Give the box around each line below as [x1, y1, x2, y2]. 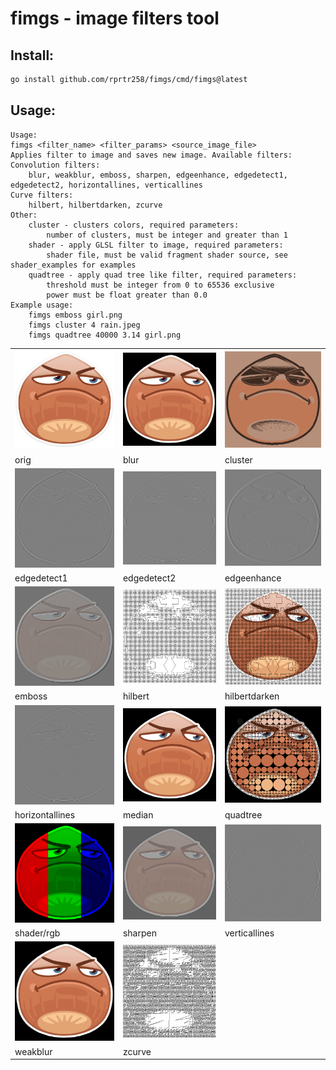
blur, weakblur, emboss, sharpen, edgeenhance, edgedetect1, [28, 170, 288, 180]
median [122, 808, 154, 821]
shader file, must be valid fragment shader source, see [46, 250, 288, 260]
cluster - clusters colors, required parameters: [28, 220, 240, 230]
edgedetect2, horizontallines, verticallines [10, 180, 203, 190]
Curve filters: [10, 190, 74, 200]
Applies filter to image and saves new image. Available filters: [10, 150, 293, 160]
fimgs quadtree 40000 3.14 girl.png [28, 330, 182, 340]
